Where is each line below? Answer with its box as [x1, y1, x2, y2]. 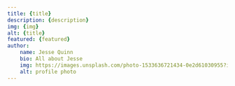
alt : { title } [7, 29, 45, 37]
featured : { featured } [7, 36, 71, 43]
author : [7, 42, 30, 49]
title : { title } [7, 10, 52, 17]
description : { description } [7, 17, 90, 24]
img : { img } [7, 23, 39, 30]
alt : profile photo [20, 68, 77, 75]
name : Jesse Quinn [20, 49, 73, 56]
